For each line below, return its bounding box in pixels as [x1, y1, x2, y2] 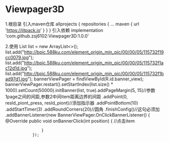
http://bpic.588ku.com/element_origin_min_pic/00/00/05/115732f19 [24, 49, 164, 55]
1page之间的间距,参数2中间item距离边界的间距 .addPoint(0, [5, 93, 128, 100]
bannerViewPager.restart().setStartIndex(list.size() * [5, 81, 114, 87]
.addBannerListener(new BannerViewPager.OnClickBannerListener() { [5, 112, 150, 118]
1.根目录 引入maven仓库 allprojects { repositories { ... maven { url [5, 21, 140, 27]
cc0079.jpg [5, 54, 29, 60]
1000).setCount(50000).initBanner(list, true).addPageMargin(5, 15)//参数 [5, 87, 155, 93]
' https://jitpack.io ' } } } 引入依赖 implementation [5, 27, 103, 33]
